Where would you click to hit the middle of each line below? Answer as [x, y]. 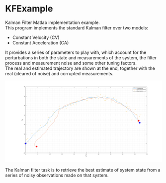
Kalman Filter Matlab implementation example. [53, 22]
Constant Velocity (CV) [36, 37]
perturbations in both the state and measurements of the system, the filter [81, 57]
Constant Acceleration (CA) [41, 42]
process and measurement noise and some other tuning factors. [71, 63]
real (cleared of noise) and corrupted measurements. [59, 73]
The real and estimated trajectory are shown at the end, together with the [80, 68]
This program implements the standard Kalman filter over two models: [77, 27]
